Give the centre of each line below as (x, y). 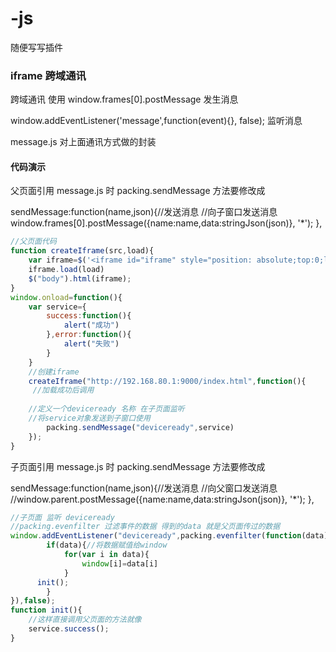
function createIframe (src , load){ (82, 251)
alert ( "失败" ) (91, 344)
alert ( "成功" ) (91, 325)
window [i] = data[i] (120, 563)
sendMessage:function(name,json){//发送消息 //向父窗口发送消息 (144, 488)
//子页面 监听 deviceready (62, 517)
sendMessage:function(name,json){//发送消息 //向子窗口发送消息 (144, 212)
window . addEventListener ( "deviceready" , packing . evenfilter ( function (156, 536)
